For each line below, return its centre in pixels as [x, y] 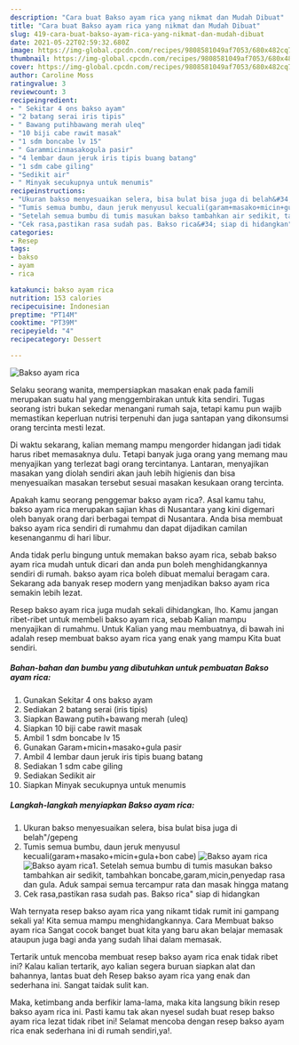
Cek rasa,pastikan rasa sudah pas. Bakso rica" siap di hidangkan [141, 894]
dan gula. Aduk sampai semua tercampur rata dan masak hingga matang [156, 884]
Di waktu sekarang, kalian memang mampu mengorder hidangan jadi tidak [146, 445]
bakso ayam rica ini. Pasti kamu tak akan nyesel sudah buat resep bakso [142, 1011]
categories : [32, 232]
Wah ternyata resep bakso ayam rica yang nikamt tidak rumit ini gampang [145, 911]
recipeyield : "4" [42, 331]
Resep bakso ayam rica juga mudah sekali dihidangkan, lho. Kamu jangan [144, 609]
